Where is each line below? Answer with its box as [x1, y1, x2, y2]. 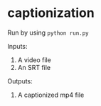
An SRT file [17, 63, 51, 71]
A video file [17, 55, 51, 64]
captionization [7, 5, 95, 21]
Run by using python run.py [7, 28, 89, 37]
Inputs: [7, 42, 28, 50]
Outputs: [7, 76, 33, 86]
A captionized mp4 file [17, 90, 85, 99]
